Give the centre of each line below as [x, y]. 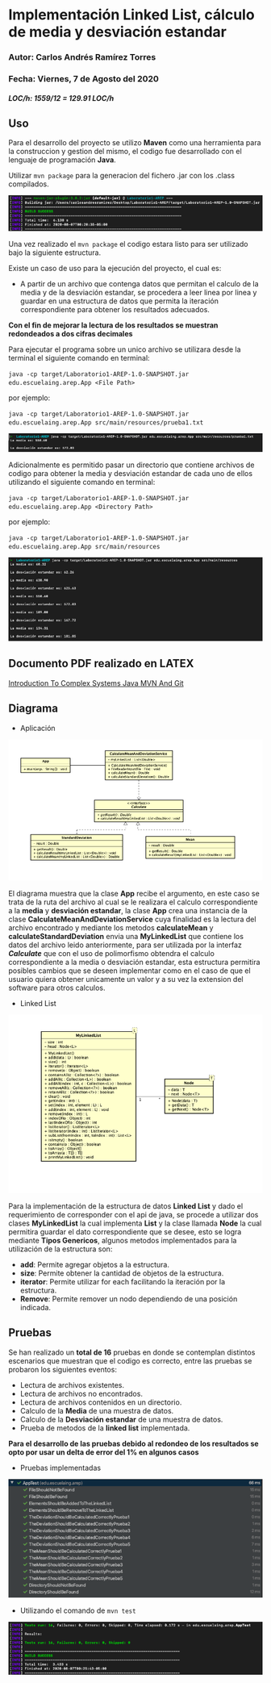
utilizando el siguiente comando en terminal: [82, 482]
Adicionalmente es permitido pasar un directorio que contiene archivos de [131, 465]
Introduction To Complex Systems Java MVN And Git [96, 683]
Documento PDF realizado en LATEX [101, 664]
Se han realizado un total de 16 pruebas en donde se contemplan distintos [132, 1352]
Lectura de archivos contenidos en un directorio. [101, 1402]
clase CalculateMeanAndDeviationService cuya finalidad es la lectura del [132, 919]
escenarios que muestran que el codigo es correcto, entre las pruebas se [130, 1360]
